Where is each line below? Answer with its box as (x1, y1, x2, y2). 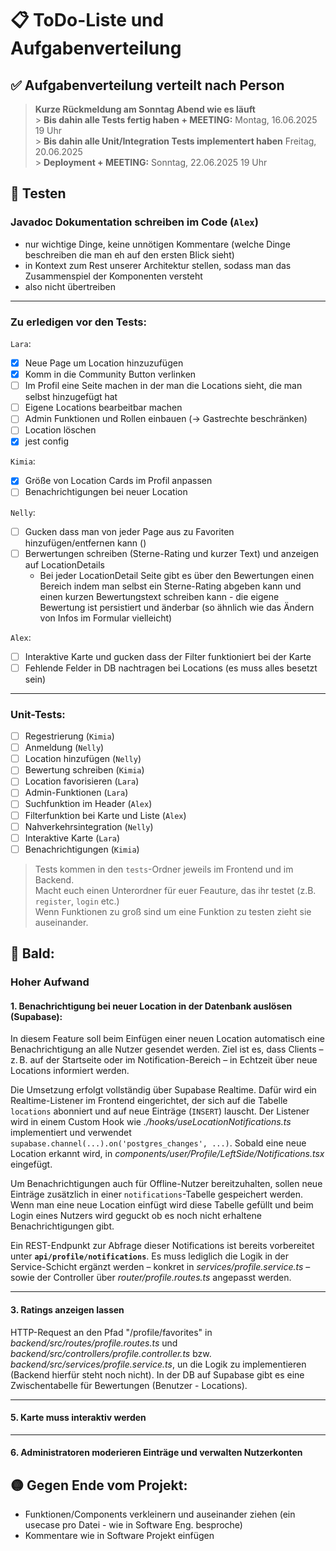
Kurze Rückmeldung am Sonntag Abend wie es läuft (34, 103, 256, 115)
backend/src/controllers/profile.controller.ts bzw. (10, 1347, 212, 1359)
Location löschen (24, 424, 97, 436)
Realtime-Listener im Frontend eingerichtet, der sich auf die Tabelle (10, 1095, 288, 1107)
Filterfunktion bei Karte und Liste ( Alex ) (24, 809, 187, 821)
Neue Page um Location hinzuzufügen (24, 357, 184, 369)
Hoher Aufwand (10, 975, 90, 989)
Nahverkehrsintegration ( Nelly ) (24, 820, 154, 832)
